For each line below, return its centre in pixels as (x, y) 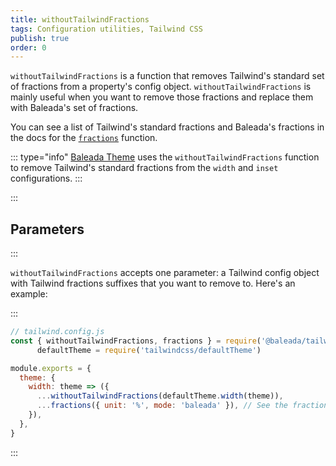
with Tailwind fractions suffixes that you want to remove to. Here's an (153, 283)
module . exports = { (51, 368)
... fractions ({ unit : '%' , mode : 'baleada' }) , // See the (162, 406)
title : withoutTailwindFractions (80, 19)
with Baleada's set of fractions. (74, 108)
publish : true (40, 38)
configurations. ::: (46, 178)
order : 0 (28, 47)
